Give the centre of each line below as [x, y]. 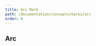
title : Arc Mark [22, 10]
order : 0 [14, 19]
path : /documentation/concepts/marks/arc [48, 14]
